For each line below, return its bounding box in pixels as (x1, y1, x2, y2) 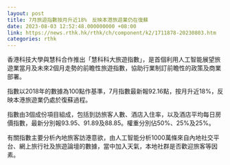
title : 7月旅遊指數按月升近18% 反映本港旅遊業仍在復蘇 (7, 16, 149, 23)
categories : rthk (7, 36, 57, 43)
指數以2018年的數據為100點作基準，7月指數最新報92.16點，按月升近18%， (7, 87, 218, 96)
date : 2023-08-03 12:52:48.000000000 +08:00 (7, 23, 137, 30)
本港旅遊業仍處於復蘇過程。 (12, 96, 91, 104)
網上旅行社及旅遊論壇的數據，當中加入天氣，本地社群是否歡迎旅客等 (19, 142, 211, 151)
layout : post (7, 10, 45, 17)
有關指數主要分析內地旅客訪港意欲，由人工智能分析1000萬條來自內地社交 (7, 133, 214, 142)
